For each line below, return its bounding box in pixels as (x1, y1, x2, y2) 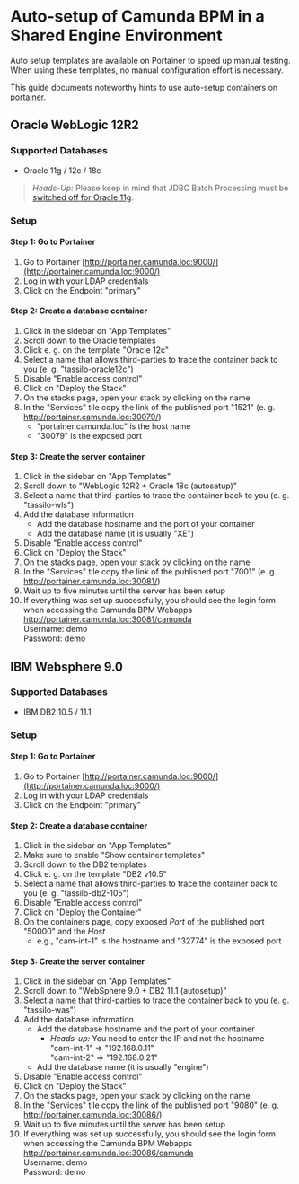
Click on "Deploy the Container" (22, 907, 142, 917)
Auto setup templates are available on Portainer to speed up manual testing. (10, 55, 291, 66)
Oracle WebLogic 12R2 (10, 118, 140, 133)
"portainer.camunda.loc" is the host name (36, 420, 191, 432)
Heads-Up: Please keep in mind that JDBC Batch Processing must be (31, 182, 289, 193)
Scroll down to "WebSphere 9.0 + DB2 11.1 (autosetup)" (22, 986, 227, 996)
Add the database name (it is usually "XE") (36, 528, 195, 539)
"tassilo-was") (22, 1004, 77, 1015)
